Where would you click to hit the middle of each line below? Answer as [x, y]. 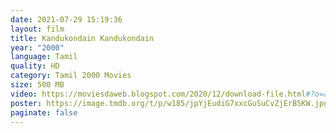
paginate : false [44, 112]
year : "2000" [37, 47]
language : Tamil [44, 57]
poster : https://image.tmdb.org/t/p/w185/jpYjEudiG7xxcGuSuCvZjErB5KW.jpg [169, 103]
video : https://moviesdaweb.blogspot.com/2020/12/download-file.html [158, 94]
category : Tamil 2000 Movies [71, 76]
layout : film [37, 29]
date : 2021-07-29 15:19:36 [66, 19]
